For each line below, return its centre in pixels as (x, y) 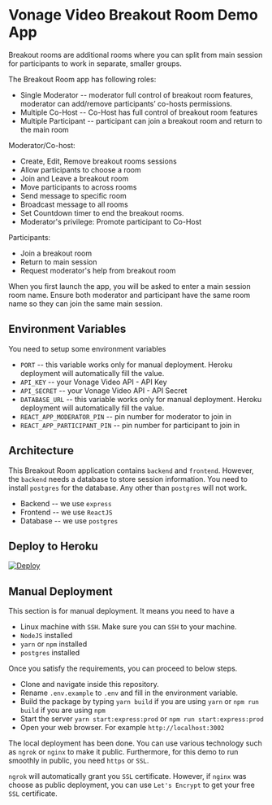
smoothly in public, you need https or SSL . (79, 761)
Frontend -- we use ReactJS (66, 512)
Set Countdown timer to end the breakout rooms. (102, 212)
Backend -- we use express (66, 503)
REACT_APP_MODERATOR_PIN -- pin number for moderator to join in (125, 416)
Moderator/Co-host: (42, 145)
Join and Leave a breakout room (74, 178)
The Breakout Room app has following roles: (82, 79)
